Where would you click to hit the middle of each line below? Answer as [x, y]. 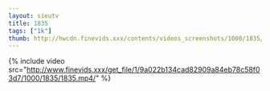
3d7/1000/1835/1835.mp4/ [52, 78]
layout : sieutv [34, 16]
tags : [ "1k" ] [30, 31]
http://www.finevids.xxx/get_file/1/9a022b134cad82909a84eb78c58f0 [143, 70]
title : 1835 [28, 23]
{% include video [37, 61]
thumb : [19, 38]
